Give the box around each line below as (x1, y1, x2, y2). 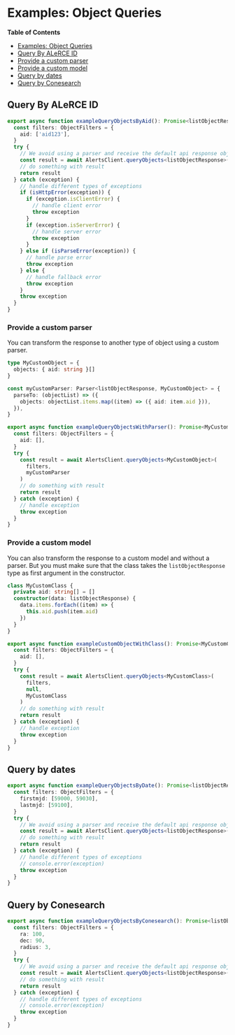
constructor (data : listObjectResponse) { (13, 595, 136, 602)
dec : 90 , (20, 937, 45, 944)
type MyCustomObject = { (7, 359, 80, 366)
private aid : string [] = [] (13, 589, 96, 596)
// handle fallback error (25, 273, 101, 280)
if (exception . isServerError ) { (25, 222, 120, 229)
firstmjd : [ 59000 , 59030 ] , (20, 795, 99, 802)
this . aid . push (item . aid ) (25, 608, 99, 615)
